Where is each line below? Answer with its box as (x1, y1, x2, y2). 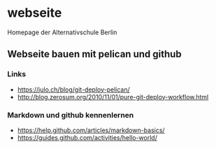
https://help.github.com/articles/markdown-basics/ (17, 126, 166, 134)
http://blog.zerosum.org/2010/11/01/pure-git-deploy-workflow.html (17, 92, 209, 101)
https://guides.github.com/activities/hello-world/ (17, 133, 157, 141)
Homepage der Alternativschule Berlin (7, 28, 117, 36)
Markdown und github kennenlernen (7, 110, 134, 120)
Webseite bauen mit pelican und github (7, 48, 182, 60)
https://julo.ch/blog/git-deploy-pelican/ (17, 85, 131, 94)
